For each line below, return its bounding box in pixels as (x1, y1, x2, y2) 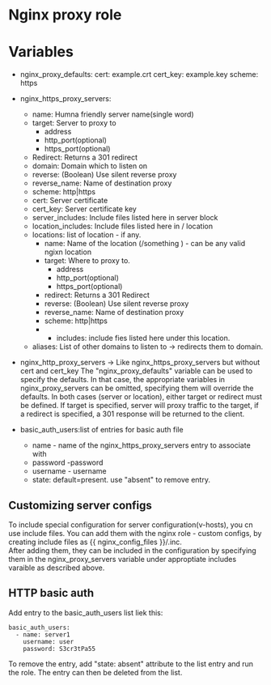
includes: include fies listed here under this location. (56, 334, 231, 343)
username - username (32, 466, 107, 476)
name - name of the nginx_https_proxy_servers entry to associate (32, 440, 251, 450)
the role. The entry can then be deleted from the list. (8, 667, 183, 677)
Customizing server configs (8, 498, 152, 512)
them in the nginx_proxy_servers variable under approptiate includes (8, 554, 237, 564)
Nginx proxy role (8, 6, 122, 24)
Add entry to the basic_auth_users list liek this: (8, 607, 163, 617)
